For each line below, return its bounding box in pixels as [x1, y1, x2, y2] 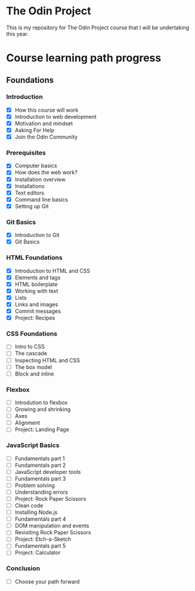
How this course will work [14, 106, 79, 113]
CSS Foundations [6, 330, 58, 338]
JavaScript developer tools [14, 468, 81, 475]
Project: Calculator [14, 549, 61, 556]
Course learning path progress [6, 51, 162, 65]
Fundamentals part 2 [14, 461, 66, 469]
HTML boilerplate [14, 281, 58, 288]
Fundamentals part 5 [14, 542, 66, 550]
